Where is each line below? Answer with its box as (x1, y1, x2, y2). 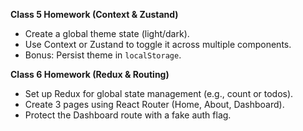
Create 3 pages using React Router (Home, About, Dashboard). (24, 99, 285, 110)
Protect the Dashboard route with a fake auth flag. (24, 109, 232, 121)
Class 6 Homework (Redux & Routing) (10, 69, 170, 80)
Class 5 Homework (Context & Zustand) (10, 9, 179, 20)
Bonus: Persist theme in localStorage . (24, 49, 182, 61)
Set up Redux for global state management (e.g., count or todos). (24, 88, 294, 99)
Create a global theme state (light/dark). (24, 28, 190, 39)
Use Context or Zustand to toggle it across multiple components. (24, 39, 292, 50)
